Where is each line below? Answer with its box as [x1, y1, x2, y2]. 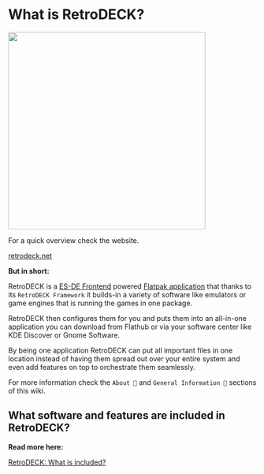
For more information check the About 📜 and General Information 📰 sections [8, 377, 257, 387]
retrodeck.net [8, 251, 53, 260]
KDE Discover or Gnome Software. [8, 330, 121, 340]
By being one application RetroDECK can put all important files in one [8, 345, 233, 355]
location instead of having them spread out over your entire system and [8, 353, 240, 364]
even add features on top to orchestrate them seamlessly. [8, 362, 195, 371]
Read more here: [8, 442, 64, 451]
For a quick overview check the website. [8, 235, 139, 245]
